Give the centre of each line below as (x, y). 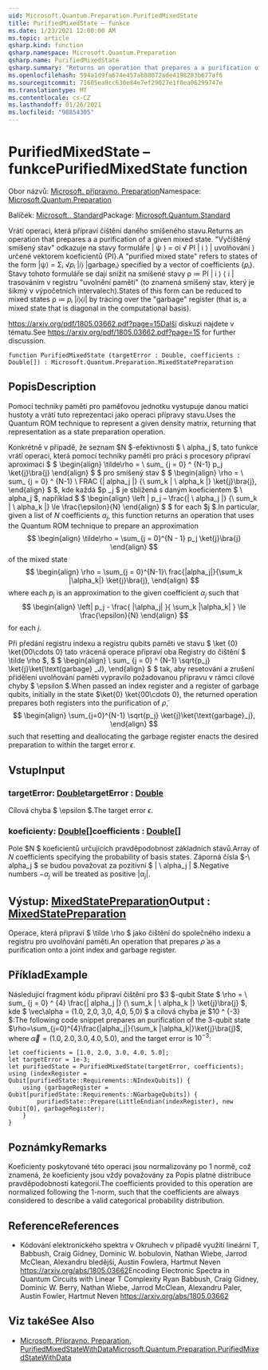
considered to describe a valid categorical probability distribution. (116, 1200)
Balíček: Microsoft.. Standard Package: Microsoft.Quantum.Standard (120, 215)
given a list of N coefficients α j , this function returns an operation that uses (131, 516)
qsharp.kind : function (46, 46)
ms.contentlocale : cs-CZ (49, 98)
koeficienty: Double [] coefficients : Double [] (95, 831)
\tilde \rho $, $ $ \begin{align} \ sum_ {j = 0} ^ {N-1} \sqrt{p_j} (109, 660)
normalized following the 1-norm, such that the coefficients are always (124, 1192)
